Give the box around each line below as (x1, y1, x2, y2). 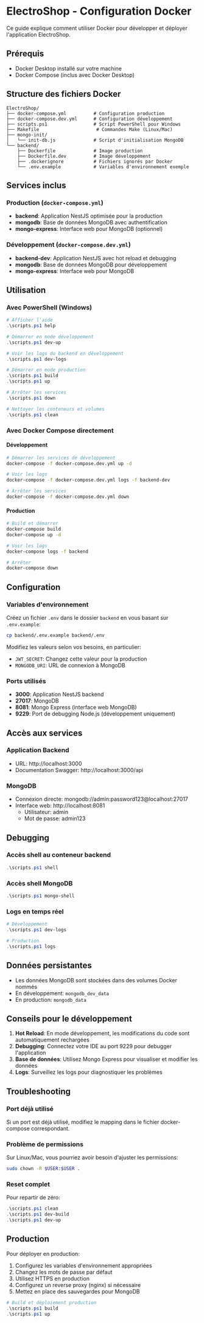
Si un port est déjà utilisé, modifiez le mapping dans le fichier (6, 1118, 160, 1126)
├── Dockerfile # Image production (17, 147, 143, 154)
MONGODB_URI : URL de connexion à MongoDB (15, 661, 126, 669)
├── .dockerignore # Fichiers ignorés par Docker (17, 158, 173, 165)
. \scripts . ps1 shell (6, 864, 59, 871)
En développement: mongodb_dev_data (15, 989, 110, 997)
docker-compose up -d (6, 531, 62, 537)
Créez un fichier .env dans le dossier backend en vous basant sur (6, 614, 169, 621)
